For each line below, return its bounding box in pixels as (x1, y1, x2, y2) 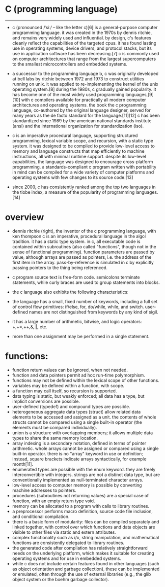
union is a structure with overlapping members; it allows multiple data (12, 430, 153, 436)
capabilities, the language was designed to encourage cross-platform (12, 159, 153, 165)
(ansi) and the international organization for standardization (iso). (12, 123, 144, 129)
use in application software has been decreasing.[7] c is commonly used (12, 50, 160, 56)
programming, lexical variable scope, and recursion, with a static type (12, 138, 154, 143)
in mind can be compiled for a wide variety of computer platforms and (12, 169, 154, 175)
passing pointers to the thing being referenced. (12, 265, 108, 271)
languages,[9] (125, 91, 154, 97)
